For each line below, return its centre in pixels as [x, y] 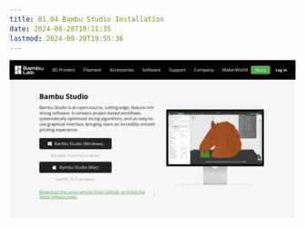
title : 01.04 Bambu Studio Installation [87, 19]
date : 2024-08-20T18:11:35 [60, 29]
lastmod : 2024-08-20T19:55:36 [67, 38]
